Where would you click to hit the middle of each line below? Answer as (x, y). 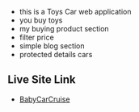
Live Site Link (42, 80)
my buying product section (64, 29)
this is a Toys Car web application (75, 12)
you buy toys (41, 20)
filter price (36, 37)
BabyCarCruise (44, 99)
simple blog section (52, 46)
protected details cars (56, 54)
